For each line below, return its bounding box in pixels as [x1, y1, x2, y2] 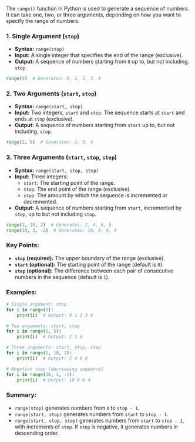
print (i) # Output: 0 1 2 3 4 [16, 312, 93, 318]
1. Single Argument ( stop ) [6, 32, 80, 40]
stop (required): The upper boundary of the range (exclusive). [14, 254, 166, 261]
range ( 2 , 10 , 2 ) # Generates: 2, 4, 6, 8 [6, 222, 112, 228]
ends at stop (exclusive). [14, 115, 75, 122]
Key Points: [6, 241, 39, 250]
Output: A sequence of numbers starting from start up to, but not [14, 122, 175, 129]
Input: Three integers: [14, 173, 69, 180]
